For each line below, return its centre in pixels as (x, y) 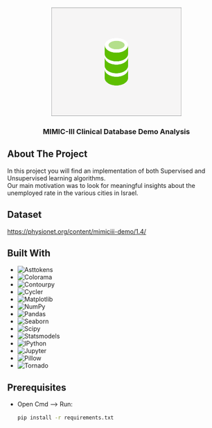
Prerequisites (37, 387)
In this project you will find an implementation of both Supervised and (106, 171)
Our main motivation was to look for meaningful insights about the (101, 185)
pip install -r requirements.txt (65, 418)
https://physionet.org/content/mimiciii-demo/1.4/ (77, 231)
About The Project (47, 154)
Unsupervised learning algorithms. (56, 178)
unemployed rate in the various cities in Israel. (73, 193)
